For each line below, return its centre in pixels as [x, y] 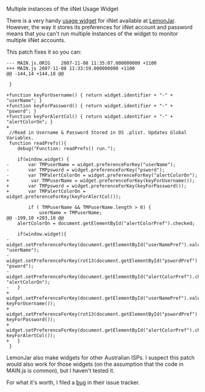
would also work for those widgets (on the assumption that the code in [95, 364]
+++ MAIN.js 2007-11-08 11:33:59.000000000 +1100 [71, 68]
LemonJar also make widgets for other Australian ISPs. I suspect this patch [101, 358]
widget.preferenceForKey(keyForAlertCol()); [64, 197]
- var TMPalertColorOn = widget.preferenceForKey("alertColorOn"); [102, 175]
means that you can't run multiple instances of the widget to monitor [92, 34]
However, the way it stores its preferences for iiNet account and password [100, 27]
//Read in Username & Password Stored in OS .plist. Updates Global [98, 132]
